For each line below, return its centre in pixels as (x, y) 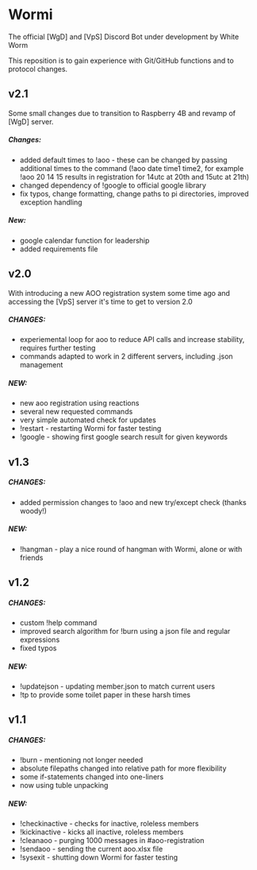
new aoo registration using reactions (79, 403)
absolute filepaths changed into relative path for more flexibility (123, 768)
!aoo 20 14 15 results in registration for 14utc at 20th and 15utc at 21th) (134, 177)
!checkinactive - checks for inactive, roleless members (109, 824)
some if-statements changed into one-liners (92, 777)
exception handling (51, 202)
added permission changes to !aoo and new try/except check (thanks (133, 502)
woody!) (33, 511)
